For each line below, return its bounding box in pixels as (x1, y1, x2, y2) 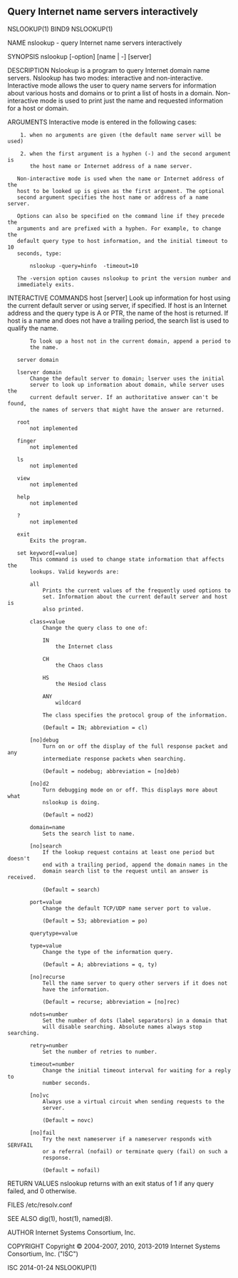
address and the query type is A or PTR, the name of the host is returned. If (7, 308, 229, 317)
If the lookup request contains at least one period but (42, 848, 215, 856)
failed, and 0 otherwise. (7, 1186, 77, 1195)
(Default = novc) (42, 1116, 94, 1124)
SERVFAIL (7, 1141, 33, 1149)
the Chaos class (55, 662, 103, 669)
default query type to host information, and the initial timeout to (16, 237, 228, 244)
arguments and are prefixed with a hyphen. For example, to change (16, 224, 222, 232)
